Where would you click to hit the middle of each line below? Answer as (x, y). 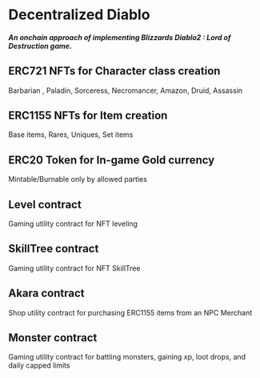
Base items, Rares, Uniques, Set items (71, 135)
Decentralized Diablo (79, 15)
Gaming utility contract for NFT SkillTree (74, 268)
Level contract (45, 205)
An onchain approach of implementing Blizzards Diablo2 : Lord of (120, 37)
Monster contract (53, 338)
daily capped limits (39, 365)
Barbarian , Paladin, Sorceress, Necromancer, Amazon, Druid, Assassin (126, 90)
